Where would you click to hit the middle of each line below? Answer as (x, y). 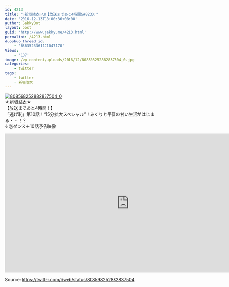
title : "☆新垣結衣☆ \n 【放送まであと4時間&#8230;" (52, 14)
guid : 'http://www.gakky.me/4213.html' (46, 32)
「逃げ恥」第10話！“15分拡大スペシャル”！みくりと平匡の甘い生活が (73, 114)
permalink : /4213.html (28, 37)
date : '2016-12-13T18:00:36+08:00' (41, 19)
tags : (11, 73)
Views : (12, 50)
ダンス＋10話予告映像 (34, 126)
